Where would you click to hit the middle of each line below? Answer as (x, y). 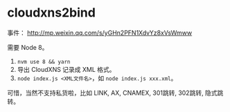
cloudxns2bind (51, 13)
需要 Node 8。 (28, 47)
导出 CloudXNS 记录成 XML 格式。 (66, 69)
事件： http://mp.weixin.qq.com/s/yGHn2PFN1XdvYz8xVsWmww (100, 32)
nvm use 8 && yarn (44, 62)
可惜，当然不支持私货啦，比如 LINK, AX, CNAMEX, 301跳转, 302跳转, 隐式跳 (115, 93)
